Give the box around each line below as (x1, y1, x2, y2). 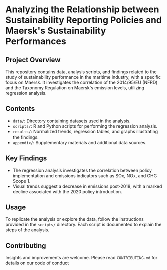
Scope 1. (12, 178, 31, 184)
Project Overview (5, 55, 61, 64)
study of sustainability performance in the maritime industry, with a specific (5, 74, 161, 80)
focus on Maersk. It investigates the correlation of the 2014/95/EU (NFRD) (5, 79, 158, 85)
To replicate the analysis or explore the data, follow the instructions (5, 216, 144, 222)
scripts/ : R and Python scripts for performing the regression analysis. (12, 123, 158, 129)
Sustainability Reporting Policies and (5, 14, 162, 26)
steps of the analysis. (5, 227, 49, 233)
